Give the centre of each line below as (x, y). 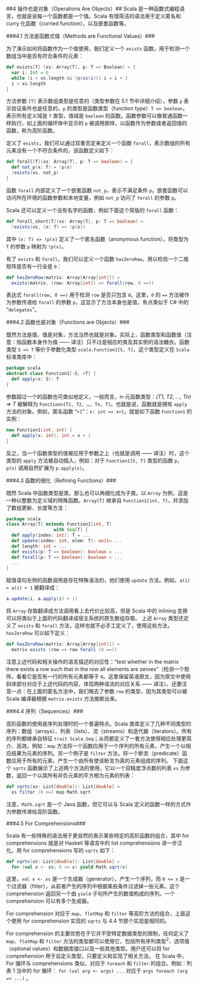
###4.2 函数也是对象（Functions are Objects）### (68, 322)
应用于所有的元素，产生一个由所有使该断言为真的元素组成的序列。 (91, 760)
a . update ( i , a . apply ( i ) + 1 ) (42, 599)
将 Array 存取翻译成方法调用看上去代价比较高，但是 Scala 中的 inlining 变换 (97, 611)
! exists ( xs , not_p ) (35, 173)
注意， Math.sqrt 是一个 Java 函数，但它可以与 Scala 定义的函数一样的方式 (96, 804)
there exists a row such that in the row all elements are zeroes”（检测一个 (95, 669)
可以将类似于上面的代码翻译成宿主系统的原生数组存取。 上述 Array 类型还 (95, 618)
